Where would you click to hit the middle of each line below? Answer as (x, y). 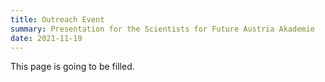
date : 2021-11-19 (46, 38)
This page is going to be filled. (72, 67)
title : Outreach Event (57, 19)
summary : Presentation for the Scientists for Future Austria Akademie (162, 29)
